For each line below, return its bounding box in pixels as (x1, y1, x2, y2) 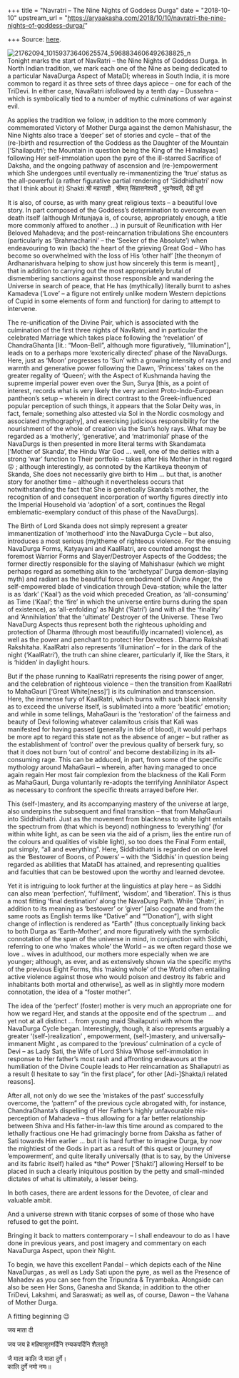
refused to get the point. (7, 1217, 78, 1226)
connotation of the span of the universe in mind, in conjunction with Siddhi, (7, 935, 228, 943)
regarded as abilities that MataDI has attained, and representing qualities (7, 860, 221, 868)
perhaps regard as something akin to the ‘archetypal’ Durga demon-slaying (7, 567, 228, 575)
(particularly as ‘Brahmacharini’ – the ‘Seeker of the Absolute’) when (7, 236, 208, 245)
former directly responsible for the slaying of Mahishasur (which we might (7, 559, 225, 568)
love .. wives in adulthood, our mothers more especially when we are (7, 950, 209, 958)
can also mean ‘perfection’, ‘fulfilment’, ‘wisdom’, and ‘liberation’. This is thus (7, 889, 232, 898)
